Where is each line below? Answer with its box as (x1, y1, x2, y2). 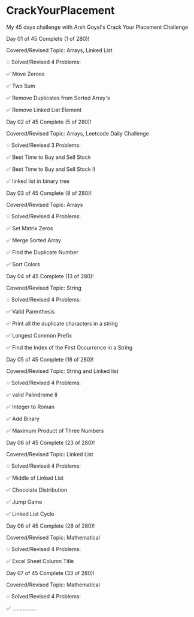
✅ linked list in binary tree (6, 177, 70, 185)
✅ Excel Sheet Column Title (6, 557, 74, 564)
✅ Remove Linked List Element (6, 106, 82, 113)
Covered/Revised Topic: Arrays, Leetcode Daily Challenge (6, 130, 150, 137)
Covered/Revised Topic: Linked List (6, 450, 94, 458)
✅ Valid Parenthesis (6, 308, 55, 315)
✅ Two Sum (6, 82, 36, 89)
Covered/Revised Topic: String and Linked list (6, 367, 119, 375)
